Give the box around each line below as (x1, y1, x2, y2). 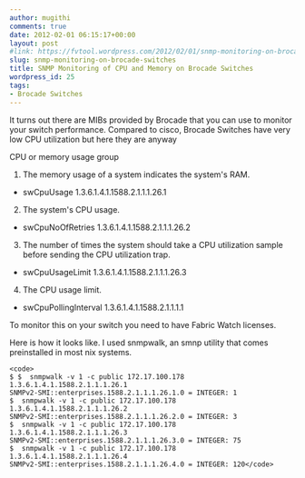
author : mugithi (9, 13, 71, 23)
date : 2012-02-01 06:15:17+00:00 (9, 30, 136, 39)
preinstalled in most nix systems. (9, 346, 133, 357)
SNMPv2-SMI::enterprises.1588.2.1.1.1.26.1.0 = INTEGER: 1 (9, 388, 238, 397)
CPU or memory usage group (9, 151, 120, 162)
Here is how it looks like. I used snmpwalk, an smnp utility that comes (9, 337, 269, 348)
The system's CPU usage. (22, 204, 121, 214)
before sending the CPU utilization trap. (22, 249, 171, 260)
